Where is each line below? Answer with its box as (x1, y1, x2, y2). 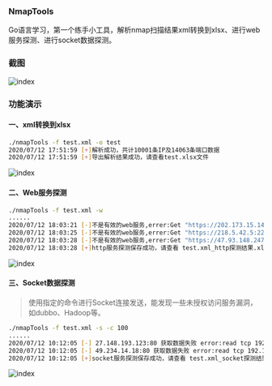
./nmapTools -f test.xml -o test (8, 138, 121, 147)
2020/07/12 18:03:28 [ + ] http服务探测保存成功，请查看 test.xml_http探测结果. (8, 243, 257, 252)
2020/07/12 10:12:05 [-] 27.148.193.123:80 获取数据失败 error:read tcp (8, 339, 252, 347)
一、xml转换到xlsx (8, 120, 71, 130)
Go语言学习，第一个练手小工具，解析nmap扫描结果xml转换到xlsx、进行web (8, 25, 261, 35)
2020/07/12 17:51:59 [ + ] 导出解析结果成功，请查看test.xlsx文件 (8, 153, 209, 161)
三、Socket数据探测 (8, 278, 75, 288)
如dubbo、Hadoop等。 (28, 308, 105, 317)
